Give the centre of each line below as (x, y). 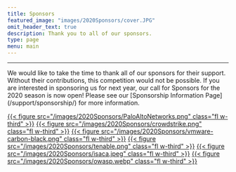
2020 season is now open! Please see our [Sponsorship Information (106, 95)
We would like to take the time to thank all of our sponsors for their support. (117, 73)
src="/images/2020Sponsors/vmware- (157, 131)
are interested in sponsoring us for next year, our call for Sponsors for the (114, 88)
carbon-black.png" (35, 139)
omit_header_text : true (42, 27)
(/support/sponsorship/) (42, 103)
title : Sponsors (31, 14)
